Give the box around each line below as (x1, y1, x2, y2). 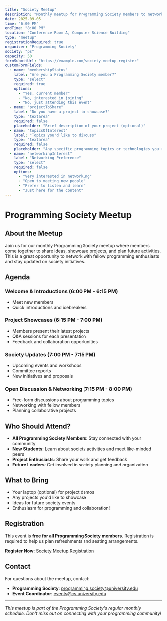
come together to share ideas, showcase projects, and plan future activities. (5, 248, 161, 254)
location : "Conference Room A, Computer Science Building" (5, 30, 130, 35)
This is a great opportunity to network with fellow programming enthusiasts (5, 253, 159, 259)
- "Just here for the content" (18, 188, 83, 193)
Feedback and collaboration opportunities (12, 338, 98, 344)
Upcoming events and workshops (12, 362, 82, 369)
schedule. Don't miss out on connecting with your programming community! (5, 610, 162, 616)
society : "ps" (5, 49, 35, 54)
